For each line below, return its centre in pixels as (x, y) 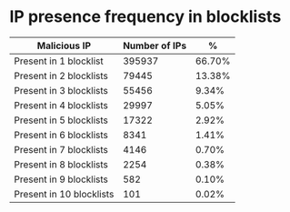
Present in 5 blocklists (61, 120)
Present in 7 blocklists (61, 149)
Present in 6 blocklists (61, 135)
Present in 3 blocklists (61, 90)
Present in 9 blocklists (61, 179)
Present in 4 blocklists (61, 105)
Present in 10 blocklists (64, 194)
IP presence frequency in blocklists (145, 17)
